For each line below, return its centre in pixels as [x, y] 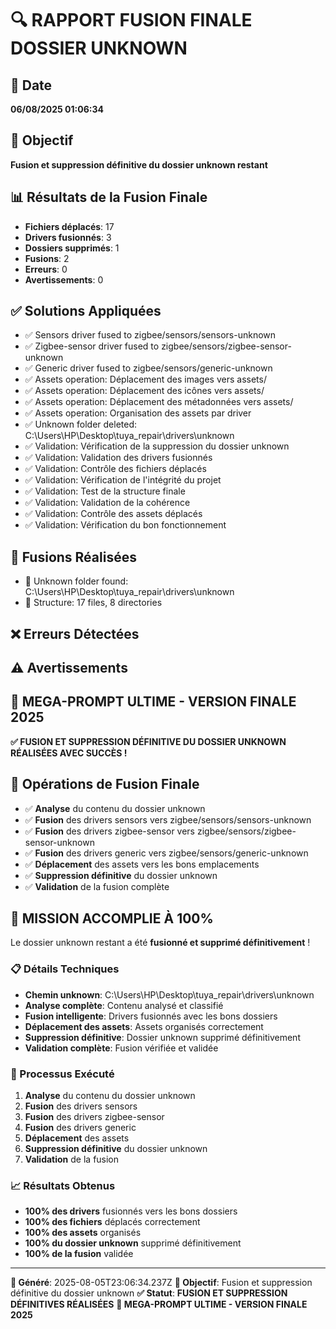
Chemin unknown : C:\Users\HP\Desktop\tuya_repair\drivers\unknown [169, 994]
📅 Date [31, 85]
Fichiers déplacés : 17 [69, 226]
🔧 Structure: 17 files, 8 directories [93, 603]
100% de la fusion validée [79, 1254]
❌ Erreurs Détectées [75, 633]
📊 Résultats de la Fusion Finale [109, 197]
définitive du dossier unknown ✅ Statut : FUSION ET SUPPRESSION [149, 1293]
